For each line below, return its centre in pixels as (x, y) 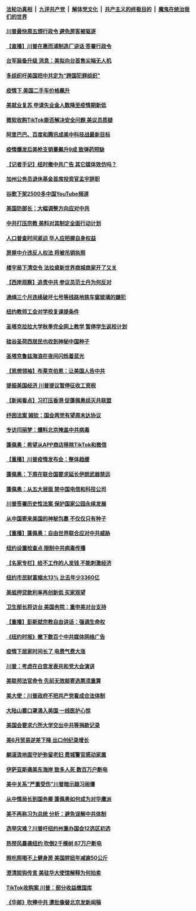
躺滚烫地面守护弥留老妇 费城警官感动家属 (56, 755)
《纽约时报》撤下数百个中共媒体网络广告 (56, 637)
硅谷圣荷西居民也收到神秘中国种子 (48, 341)
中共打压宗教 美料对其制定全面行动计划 (54, 223)
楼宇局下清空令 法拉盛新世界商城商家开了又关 (61, 267)
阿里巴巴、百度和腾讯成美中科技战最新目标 (58, 135)
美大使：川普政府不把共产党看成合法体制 (56, 696)
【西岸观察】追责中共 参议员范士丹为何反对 (59, 282)
